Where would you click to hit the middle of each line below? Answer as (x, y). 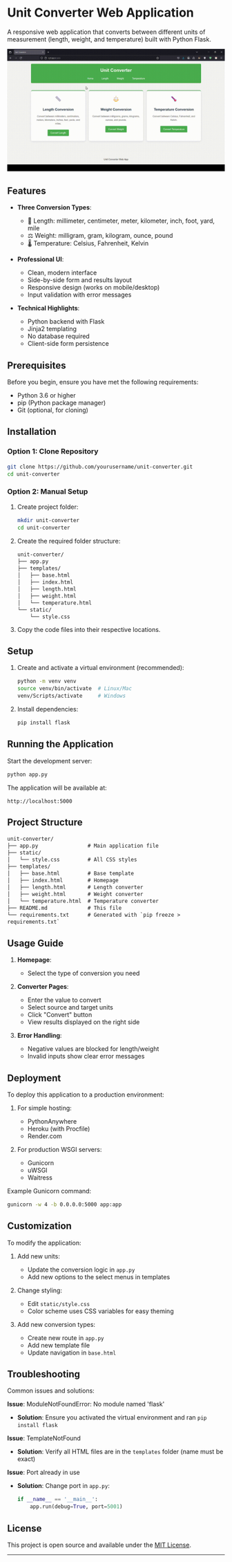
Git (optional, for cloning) (52, 410)
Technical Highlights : (48, 308)
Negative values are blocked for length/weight (93, 1049)
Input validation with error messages (79, 295)
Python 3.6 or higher (46, 396)
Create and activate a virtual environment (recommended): (100, 668)
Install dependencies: (48, 709)
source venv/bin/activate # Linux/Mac (75, 689)
